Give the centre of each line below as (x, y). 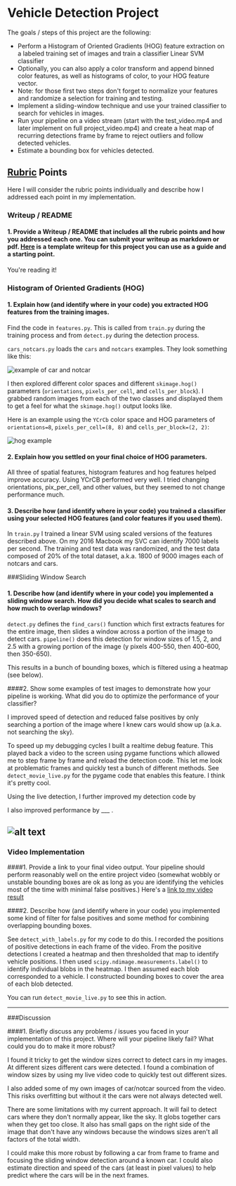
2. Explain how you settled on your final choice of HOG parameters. (107, 456)
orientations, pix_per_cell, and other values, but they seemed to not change (116, 487)
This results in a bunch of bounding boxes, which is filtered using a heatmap (118, 667)
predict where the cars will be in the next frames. (78, 1175)
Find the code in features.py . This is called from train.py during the (106, 328)
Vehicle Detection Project (83, 13)
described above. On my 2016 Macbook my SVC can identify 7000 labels (113, 541)
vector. (27, 83)
